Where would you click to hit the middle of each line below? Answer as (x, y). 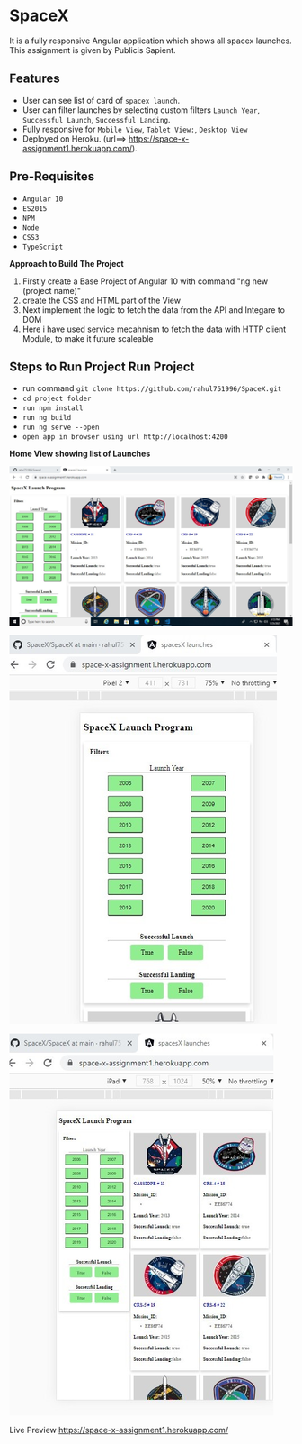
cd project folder (57, 399)
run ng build (47, 418)
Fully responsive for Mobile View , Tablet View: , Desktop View (135, 129)
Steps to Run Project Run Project (102, 366)
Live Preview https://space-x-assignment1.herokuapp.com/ (119, 1430)
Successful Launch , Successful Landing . (96, 119)
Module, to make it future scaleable (88, 338)
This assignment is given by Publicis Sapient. (93, 50)
